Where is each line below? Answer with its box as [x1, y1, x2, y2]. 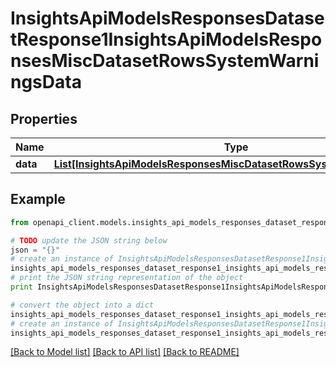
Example [10, 191, 66, 208]
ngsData [10, 71, 82, 94]
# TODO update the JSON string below [10, 235, 168, 246]
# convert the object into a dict [10, 300, 155, 310]
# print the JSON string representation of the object [10, 273, 244, 283]
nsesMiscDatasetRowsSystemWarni [10, 50, 320, 72]
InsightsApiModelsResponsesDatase [10, 7, 325, 30]
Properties [10, 110, 78, 127]
